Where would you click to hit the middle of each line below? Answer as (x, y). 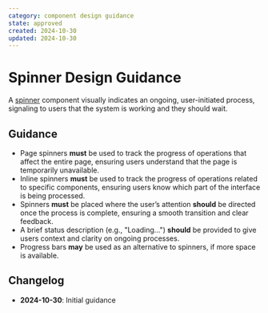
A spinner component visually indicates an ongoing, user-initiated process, (132, 100)
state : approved (35, 23)
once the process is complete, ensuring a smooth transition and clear (134, 213)
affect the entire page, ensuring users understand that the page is (128, 162)
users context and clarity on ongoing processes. (100, 238)
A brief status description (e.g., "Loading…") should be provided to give (138, 230)
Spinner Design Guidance (95, 78)
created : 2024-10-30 (43, 30)
